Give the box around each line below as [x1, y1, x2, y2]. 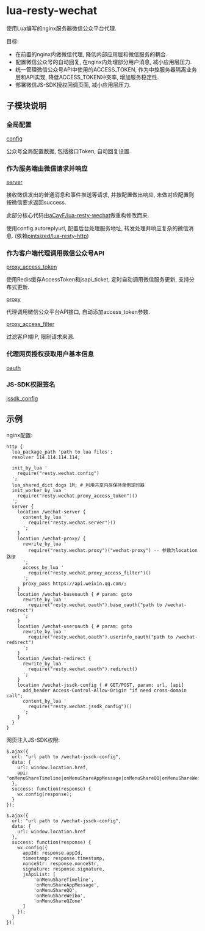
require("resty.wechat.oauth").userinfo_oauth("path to [28, 634, 173, 640]
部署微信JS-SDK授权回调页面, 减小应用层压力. [15, 81, 131, 89]
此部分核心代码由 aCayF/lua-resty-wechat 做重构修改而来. [6, 211, 149, 219]
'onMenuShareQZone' [33, 898, 84, 904]
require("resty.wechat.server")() [28, 520, 116, 526]
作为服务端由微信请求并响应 [6, 164, 88, 173]
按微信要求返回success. [6, 198, 67, 206]
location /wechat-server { [17, 509, 86, 515]
